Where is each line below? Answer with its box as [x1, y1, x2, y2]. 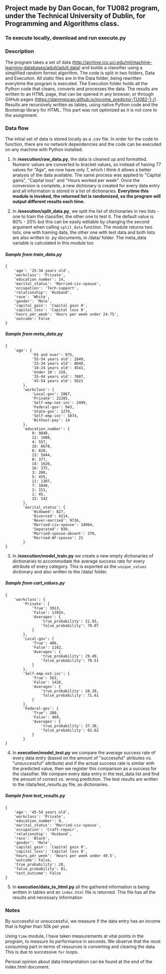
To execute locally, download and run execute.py [5, 34, 126, 41]
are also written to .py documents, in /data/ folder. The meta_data [12, 234, 147, 241]
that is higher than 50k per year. [5, 924, 71, 930]
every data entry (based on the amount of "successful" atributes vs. [12, 755, 153, 761]
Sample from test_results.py [5, 793, 66, 799]
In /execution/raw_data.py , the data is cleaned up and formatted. [12, 156, 148, 162]
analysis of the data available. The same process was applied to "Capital [12, 172, 161, 178]
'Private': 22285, [31, 396, 70, 401]
